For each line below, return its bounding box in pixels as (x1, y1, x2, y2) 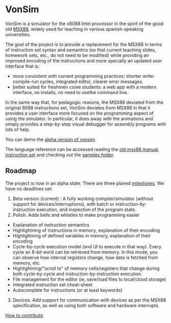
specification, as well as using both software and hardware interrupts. (12, 302, 160, 308)
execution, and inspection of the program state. (36, 206, 136, 212)
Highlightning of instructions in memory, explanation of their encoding (12, 227, 160, 233)
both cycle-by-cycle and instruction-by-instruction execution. (12, 270, 142, 277)
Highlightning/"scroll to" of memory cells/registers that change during (12, 265, 160, 271)
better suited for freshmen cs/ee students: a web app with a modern (12, 83, 157, 90)
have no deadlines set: (5, 185, 53, 191)
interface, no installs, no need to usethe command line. (12, 89, 129, 95)
